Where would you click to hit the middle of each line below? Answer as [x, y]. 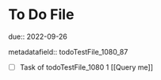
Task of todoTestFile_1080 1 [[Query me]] [86, 67]
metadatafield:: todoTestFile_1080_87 [68, 51]
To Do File [41, 15]
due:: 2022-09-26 [38, 36]
